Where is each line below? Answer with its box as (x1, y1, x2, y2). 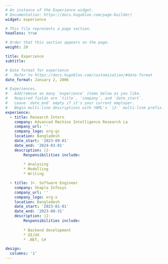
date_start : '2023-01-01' (14, 204, 69, 209)
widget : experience (5, 17, 47, 22)
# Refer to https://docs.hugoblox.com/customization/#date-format (5, 72, 153, 78)
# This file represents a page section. (5, 26, 92, 31)
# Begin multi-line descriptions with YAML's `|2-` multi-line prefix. (5, 105, 164, 110)
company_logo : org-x (14, 194, 58, 200)
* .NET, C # (23, 237, 47, 242)
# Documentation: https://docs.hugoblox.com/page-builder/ (5, 12, 133, 17)
